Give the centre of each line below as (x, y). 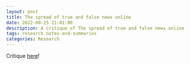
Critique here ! (23, 56)
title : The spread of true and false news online (69, 17)
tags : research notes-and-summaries (51, 34)
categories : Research (33, 39)
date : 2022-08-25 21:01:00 (39, 22)
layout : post (22, 12)
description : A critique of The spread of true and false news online (95, 28)
